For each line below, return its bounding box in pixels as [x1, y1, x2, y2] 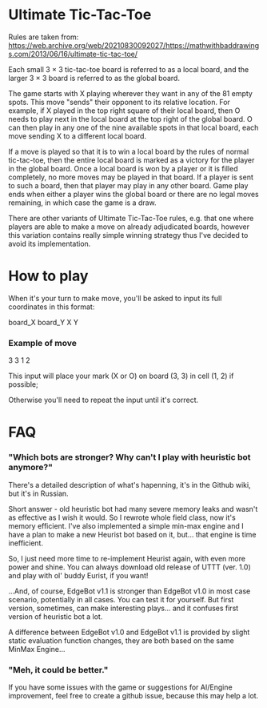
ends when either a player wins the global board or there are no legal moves [8, 189, 260, 199]
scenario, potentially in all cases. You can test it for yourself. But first [8, 594, 234, 604]
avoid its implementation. [8, 239, 91, 248]
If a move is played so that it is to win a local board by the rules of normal [8, 147, 249, 156]
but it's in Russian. [8, 489, 70, 498]
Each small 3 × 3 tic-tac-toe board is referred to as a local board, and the [8, 64, 249, 74]
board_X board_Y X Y [8, 317, 78, 327]
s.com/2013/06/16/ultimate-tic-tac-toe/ [8, 49, 138, 58]
